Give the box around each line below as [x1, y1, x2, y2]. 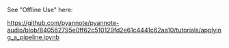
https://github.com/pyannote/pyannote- [7, 19, 120, 26]
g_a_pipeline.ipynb [7, 33, 60, 41]
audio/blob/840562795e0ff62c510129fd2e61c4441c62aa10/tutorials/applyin [7, 26, 222, 34]
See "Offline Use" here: [7, 6, 73, 14]
